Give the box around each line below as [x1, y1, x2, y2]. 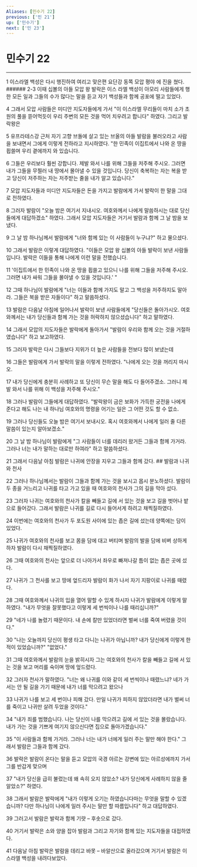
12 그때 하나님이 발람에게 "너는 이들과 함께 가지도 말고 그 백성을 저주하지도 [6, 286, 176, 294]
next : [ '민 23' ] [6, 25, 45, 31]
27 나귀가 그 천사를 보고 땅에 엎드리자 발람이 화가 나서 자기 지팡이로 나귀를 [6, 577, 176, 584]
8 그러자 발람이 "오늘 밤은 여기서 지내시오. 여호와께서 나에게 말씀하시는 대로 [6, 207, 179, 214]
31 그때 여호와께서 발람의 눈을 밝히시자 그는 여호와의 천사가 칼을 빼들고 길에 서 [6, 656, 185, 663]
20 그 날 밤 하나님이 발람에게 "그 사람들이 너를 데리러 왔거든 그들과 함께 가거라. [6, 438, 186, 445]
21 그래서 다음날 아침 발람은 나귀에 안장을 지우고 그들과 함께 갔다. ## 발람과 [6, 458, 179, 465]
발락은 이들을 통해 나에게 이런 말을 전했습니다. [23, 254, 128, 261]
